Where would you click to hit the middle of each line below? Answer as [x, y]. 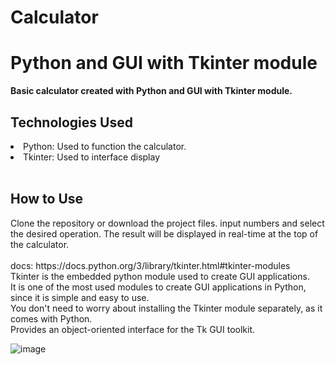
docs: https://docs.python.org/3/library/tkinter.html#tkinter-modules [150, 265]
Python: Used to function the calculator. [105, 146]
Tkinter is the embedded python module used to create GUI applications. [160, 276]
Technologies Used [71, 122]
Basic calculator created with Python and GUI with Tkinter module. [151, 91]
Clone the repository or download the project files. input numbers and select [167, 223]
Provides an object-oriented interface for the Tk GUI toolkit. [133, 329]
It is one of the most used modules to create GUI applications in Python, [158, 287]
